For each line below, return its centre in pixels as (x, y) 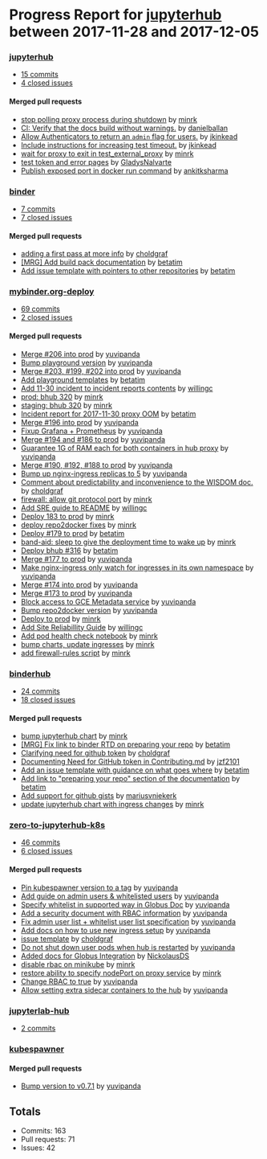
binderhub (30, 674)
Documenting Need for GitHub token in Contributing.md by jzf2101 (130, 762)
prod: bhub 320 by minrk (62, 396)
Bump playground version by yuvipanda (87, 362)
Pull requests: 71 (48, 1139)
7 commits (38, 209)
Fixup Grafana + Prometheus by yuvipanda (91, 431)
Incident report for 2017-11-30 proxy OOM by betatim (108, 414)
